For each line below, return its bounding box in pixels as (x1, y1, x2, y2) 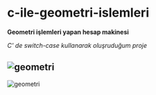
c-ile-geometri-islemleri (7, 5, 150, 21)
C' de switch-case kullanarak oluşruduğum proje (7, 41, 148, 49)
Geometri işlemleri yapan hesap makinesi (7, 28, 130, 36)
